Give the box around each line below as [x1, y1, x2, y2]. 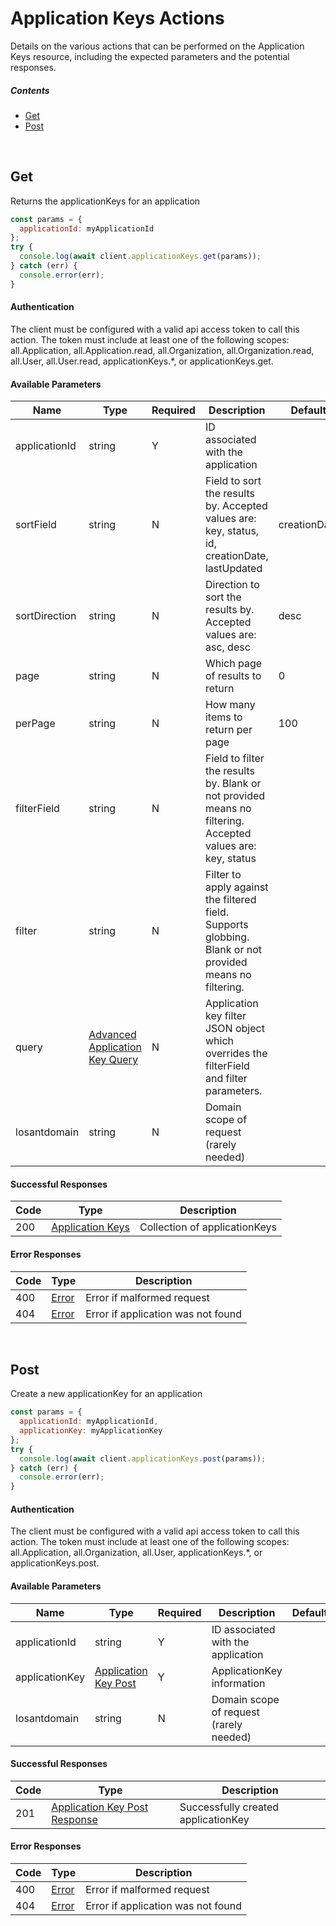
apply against [204, 880, 269, 894]
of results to [204, 669, 262, 683]
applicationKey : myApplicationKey [19, 1426, 163, 1436]
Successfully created [179, 1800, 280, 1814]
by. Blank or [204, 777, 262, 791]
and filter [204, 1072, 248, 1086]
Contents [10, 84, 50, 96]
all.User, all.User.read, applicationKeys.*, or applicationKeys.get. [10, 355, 274, 367]
